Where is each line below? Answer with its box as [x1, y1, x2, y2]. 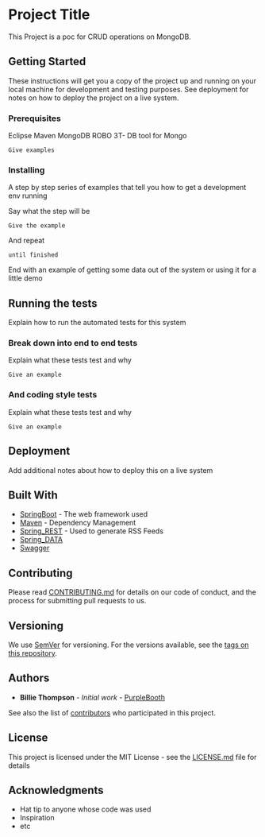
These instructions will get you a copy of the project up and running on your [8, 76, 256, 85]
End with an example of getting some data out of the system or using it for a [8, 265, 256, 275]
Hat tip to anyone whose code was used [19, 804, 152, 814]
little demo [8, 273, 43, 283]
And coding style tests [8, 389, 98, 401]
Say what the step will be [8, 207, 90, 216]
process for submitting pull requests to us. [8, 596, 147, 606]
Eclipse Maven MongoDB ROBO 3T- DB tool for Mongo [8, 131, 187, 141]
